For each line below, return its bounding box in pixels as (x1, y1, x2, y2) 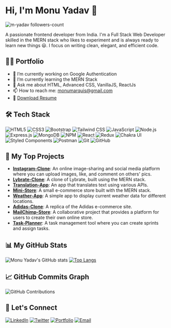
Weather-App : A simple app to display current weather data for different (12, 193, 166, 199)
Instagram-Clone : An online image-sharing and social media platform (12, 166, 160, 172)
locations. (12, 198, 34, 204)
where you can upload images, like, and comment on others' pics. (12, 171, 152, 177)
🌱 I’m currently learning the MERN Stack (12, 76, 98, 82)
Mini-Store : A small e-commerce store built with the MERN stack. (12, 187, 152, 193)
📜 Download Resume (12, 95, 57, 101)
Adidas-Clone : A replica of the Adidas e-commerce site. (12, 204, 132, 210)
